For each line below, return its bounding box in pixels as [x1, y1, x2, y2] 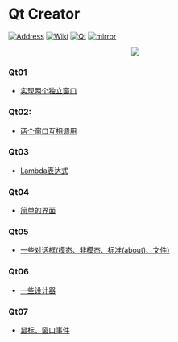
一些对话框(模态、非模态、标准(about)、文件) [19, 245, 170, 255]
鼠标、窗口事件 [19, 325, 70, 335]
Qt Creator [8, 5, 81, 23]
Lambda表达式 [19, 166, 68, 175]
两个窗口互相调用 [19, 126, 77, 135]
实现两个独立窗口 [19, 86, 77, 96]
